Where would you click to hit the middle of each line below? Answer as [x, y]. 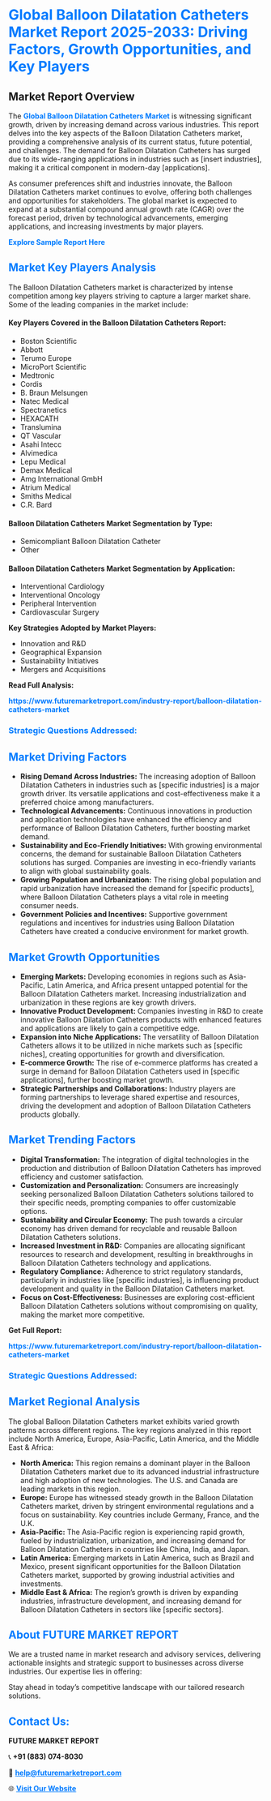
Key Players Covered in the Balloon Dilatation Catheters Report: [117, 323]
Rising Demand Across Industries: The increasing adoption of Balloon [138, 777]
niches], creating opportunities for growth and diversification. [122, 1054]
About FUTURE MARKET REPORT [94, 1634]
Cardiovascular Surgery [59, 612]
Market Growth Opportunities [84, 957]
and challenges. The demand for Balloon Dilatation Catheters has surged [129, 150]
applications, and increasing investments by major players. [106, 226]
